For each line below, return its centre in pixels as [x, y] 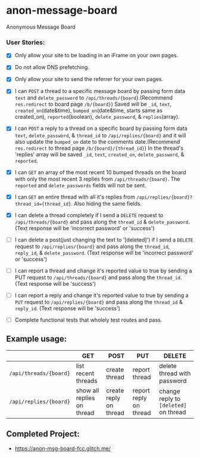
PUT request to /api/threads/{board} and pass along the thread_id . [98, 277]
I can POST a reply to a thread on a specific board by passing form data [101, 128]
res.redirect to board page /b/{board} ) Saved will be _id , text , [93, 104]
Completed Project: [43, 434]
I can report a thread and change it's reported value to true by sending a [103, 270]
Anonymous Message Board [41, 27]
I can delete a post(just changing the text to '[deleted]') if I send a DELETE [104, 240]
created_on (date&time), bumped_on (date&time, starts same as [88, 110]
